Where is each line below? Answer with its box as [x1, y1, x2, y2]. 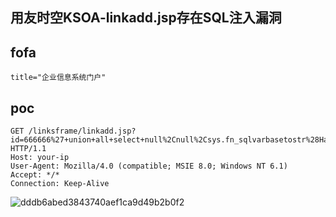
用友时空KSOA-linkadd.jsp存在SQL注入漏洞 [10, 9, 282, 27]
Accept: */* [10, 170, 60, 180]
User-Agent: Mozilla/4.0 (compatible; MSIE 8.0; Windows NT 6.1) [10, 161, 288, 172]
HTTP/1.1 [10, 144, 47, 154]
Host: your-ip [10, 153, 70, 163]
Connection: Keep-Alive [10, 179, 110, 189]
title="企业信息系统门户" [10, 73, 107, 83]
